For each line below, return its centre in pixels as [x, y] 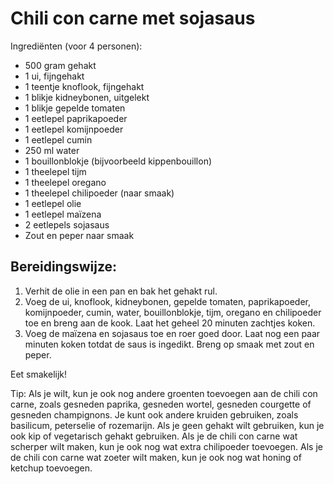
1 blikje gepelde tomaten [75, 108]
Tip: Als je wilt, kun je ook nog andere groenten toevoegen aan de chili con [164, 393]
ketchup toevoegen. [51, 468]
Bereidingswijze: [64, 267]
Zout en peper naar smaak [79, 235]
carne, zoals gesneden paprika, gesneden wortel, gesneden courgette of [161, 404]
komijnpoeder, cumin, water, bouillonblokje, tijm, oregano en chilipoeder [173, 312]
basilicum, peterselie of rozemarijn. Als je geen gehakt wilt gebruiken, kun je [167, 425]
